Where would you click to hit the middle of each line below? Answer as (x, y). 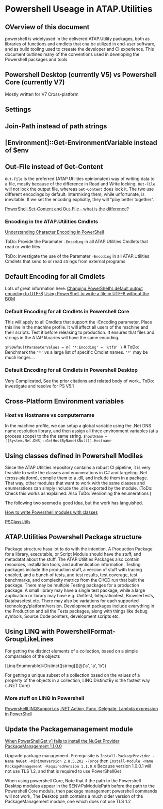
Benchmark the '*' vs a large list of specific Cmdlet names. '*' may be (76, 352)
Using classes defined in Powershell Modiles (74, 455)
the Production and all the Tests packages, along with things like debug (76, 611)
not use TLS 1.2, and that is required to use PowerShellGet (63, 771)
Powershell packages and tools (36, 59)
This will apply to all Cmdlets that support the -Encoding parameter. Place (79, 322)
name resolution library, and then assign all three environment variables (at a (81, 431)
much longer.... (20, 358)
